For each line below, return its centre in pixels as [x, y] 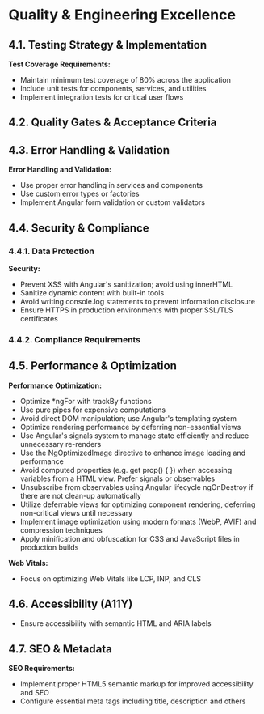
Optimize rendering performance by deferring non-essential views [130, 427]
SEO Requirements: [42, 669]
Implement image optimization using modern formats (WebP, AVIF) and [138, 521]
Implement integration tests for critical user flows [102, 97]
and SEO [35, 693]
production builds [49, 547]
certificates [39, 318]
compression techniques [61, 530]
